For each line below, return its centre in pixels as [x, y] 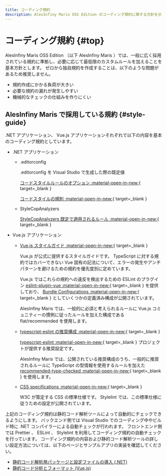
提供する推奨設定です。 [53, 349]
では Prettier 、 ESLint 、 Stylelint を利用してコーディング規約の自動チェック [83, 433]
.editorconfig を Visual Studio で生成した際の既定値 [72, 172]
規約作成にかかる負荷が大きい [43, 85]
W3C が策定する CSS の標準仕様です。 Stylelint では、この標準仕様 [88, 397]
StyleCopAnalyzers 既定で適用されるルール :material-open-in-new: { [89, 219]
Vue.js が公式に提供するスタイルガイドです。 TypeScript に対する [87, 256]
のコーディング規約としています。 [40, 141]
